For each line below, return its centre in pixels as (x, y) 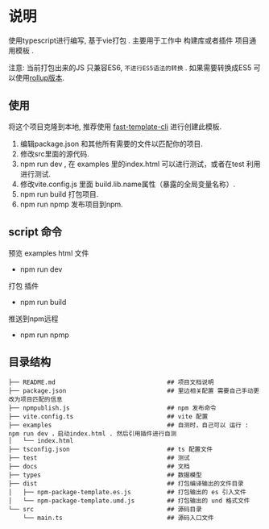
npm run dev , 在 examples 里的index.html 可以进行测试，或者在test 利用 (140, 164)
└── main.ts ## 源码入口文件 (118, 518)
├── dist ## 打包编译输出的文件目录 (126, 484)
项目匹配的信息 (41, 400)
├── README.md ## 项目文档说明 (111, 383)
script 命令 (35, 232)
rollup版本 (46, 77)
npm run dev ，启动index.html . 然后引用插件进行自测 (93, 434)
